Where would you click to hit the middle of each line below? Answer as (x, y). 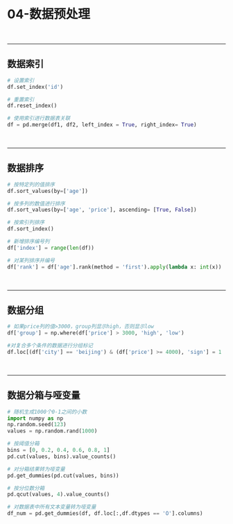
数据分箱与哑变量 (44, 395)
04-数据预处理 (49, 14)
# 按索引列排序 (26, 223)
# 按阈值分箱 (23, 444)
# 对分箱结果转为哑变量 (36, 469)
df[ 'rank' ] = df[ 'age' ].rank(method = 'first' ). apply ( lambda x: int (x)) (114, 267)
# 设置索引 (21, 81)
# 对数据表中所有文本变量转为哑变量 (52, 507)
